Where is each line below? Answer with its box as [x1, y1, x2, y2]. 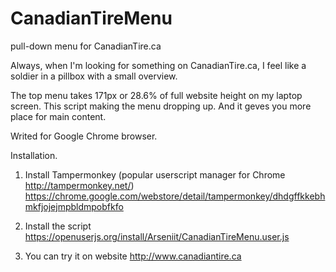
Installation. [10, 149, 58, 161]
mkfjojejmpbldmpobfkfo [24, 200, 124, 212]
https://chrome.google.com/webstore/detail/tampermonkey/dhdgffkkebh [24, 190, 326, 202]
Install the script [24, 220, 92, 232]
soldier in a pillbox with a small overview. [10, 70, 178, 82]
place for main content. [10, 110, 107, 122]
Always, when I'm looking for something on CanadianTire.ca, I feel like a [10, 59, 307, 71]
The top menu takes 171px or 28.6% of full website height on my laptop [10, 89, 303, 101]
